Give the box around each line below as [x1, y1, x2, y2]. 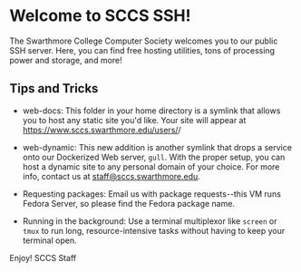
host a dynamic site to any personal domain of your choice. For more [22, 160, 280, 172]
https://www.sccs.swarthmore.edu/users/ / [22, 124, 181, 135]
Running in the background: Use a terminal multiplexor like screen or [22, 215, 277, 227]
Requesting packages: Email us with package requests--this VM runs [22, 188, 281, 199]
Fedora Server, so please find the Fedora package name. [22, 198, 236, 209]
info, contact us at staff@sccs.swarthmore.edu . [22, 170, 201, 181]
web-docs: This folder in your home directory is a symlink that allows [22, 105, 281, 116]
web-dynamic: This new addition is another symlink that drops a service [22, 141, 293, 152]
